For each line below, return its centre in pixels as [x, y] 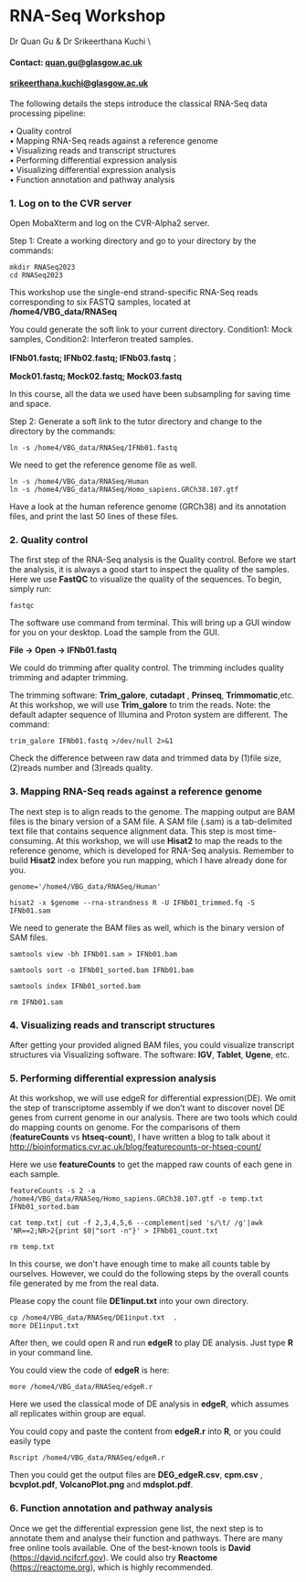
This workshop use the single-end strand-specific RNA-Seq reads [134, 293]
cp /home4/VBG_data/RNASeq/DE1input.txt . [94, 1318]
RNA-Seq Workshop [88, 16]
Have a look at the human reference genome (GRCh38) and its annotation [148, 507]
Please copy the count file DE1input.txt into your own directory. [129, 1301]
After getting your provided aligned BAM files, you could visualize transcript [152, 1044]
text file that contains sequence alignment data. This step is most [132, 831]
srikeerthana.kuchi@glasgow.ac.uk [79, 83]
